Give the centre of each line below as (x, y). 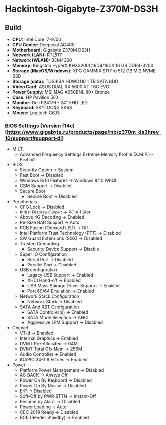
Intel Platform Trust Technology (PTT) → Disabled (70, 233)
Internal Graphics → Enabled (49, 338)
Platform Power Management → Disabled (62, 370)
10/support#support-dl (34, 138)
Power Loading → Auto (43, 407)
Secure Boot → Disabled (52, 196)
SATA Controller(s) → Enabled (57, 312)
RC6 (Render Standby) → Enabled (54, 418)
